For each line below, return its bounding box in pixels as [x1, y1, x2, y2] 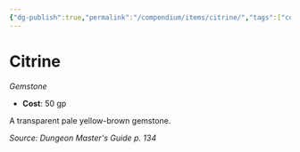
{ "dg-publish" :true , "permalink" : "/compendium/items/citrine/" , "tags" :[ [9, 12, 281, 22]
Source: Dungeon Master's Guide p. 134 [9, 132, 157, 143]
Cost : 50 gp [21, 98, 67, 108]
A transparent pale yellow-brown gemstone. [9, 115, 171, 125]
